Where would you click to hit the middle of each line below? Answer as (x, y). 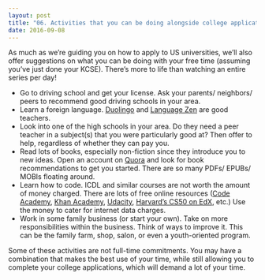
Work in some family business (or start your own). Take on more (124, 218)
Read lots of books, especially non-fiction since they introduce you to (132, 151)
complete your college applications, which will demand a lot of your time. (127, 267)
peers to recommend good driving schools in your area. (110, 101)
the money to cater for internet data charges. (93, 211)
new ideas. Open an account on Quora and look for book (112, 160)
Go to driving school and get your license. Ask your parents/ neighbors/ (136, 93)
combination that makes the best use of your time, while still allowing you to (131, 259)
